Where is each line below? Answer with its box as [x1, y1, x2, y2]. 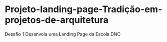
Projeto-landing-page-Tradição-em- [5, 4, 163, 15]
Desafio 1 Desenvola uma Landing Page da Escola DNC [5, 31, 121, 37]
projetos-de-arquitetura [5, 14, 109, 26]
